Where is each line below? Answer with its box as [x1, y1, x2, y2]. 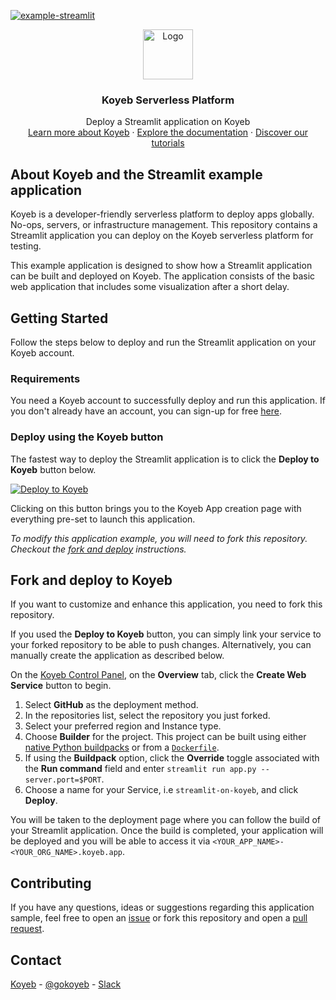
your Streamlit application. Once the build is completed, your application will [10, 825, 324, 837]
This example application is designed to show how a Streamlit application [10, 260, 313, 272]
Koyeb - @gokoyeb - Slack [10, 978, 122, 990]
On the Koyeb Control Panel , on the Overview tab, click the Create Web [10, 669, 307, 681]
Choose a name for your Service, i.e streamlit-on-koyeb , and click [24, 784, 299, 796]
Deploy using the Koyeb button [10, 430, 164, 444]
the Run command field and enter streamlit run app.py [24, 763, 257, 775]
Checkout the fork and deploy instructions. [10, 543, 187, 555]
